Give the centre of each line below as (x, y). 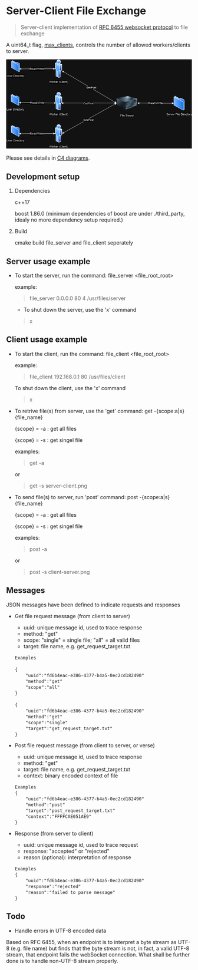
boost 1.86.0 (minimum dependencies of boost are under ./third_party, (100, 214)
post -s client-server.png (60, 572)
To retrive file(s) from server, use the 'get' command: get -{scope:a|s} (99, 411)
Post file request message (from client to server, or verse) (85, 745)
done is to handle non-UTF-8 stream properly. (62, 961)
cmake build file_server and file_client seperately (74, 243)
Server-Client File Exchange (76, 11)
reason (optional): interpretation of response (77, 857)
